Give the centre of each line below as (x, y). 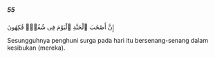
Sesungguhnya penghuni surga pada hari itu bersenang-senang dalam (108, 40)
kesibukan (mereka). (36, 48)
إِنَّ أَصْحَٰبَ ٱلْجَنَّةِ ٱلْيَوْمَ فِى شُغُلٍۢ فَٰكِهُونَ (60, 27)
